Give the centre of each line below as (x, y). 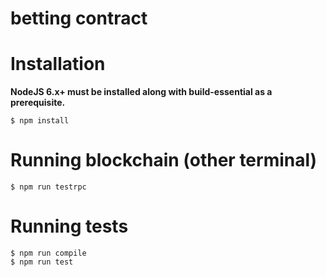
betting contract (79, 18)
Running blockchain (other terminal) (164, 160)
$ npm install (40, 121)
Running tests (69, 226)
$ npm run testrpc (48, 187)
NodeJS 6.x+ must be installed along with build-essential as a (141, 92)
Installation (58, 64)
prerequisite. (38, 103)
